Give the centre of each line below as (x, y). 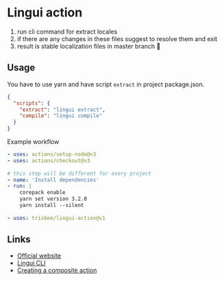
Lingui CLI (31, 263)
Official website (39, 256)
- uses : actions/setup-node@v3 (52, 154)
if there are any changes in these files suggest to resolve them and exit (117, 38)
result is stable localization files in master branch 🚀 (89, 46)
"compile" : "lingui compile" (61, 116)
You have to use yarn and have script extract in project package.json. (106, 84)
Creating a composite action (57, 270)
